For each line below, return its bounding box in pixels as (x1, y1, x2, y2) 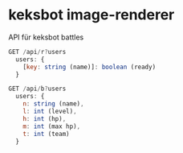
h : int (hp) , (22, 114, 67, 122)
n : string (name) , (22, 100, 84, 108)
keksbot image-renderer (8, 6, 175, 24)
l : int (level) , (22, 107, 78, 116)
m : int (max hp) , (22, 122, 81, 130)
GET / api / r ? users (8, 48, 67, 56)
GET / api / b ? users (8, 85, 67, 93)
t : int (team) (22, 130, 70, 138)
